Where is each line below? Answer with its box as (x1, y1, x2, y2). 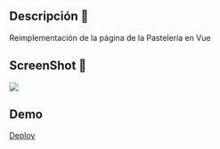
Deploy (9, 130, 36, 141)
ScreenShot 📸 (9, 59, 87, 74)
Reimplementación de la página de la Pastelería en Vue (9, 32, 211, 43)
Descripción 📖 (9, 9, 89, 24)
